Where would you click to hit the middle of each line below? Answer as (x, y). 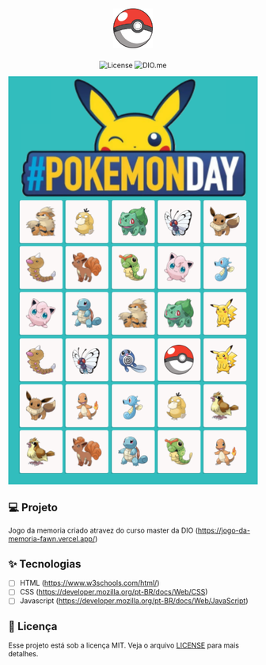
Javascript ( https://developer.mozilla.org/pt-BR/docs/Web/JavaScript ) (134, 601)
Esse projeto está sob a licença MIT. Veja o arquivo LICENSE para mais (124, 645)
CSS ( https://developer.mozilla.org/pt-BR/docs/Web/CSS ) (114, 592)
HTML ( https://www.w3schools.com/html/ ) (89, 583)
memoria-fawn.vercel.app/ (52, 539)
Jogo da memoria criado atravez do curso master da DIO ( (103, 530)
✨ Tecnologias (45, 564)
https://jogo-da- (224, 530)
